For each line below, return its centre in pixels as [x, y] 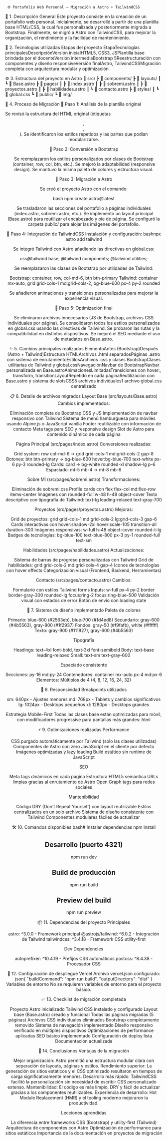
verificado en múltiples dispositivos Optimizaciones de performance [84, 1030]
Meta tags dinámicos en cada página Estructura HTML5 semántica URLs [84, 776]
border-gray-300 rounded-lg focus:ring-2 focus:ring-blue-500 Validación [84, 595]
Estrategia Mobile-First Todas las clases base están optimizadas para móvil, [84, 714]
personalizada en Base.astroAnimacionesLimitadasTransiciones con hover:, [84, 370]
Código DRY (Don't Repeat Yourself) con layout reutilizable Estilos [84, 806]
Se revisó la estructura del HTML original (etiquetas [58, 114]
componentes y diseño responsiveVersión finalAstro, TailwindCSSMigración [83, 63]
